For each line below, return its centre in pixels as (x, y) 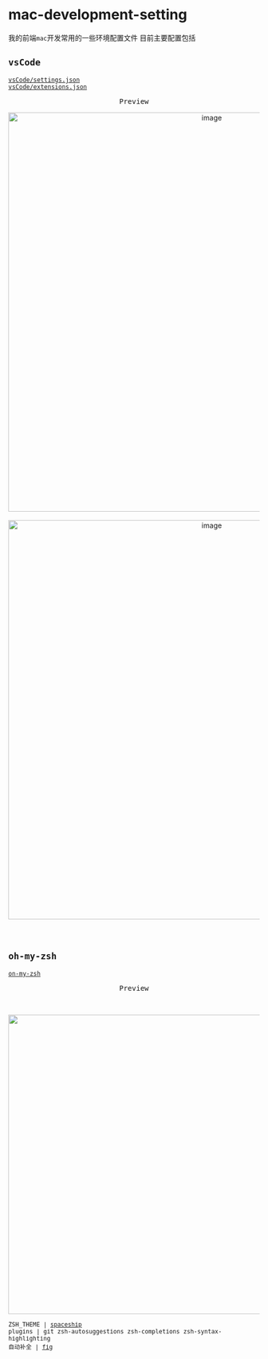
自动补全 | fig (31, 1347)
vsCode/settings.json (44, 80)
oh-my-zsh (33, 956)
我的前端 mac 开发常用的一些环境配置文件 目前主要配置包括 (102, 38)
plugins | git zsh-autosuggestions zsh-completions (94, 1331)
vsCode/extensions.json (48, 87)
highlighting (30, 1338)
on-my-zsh (25, 973)
